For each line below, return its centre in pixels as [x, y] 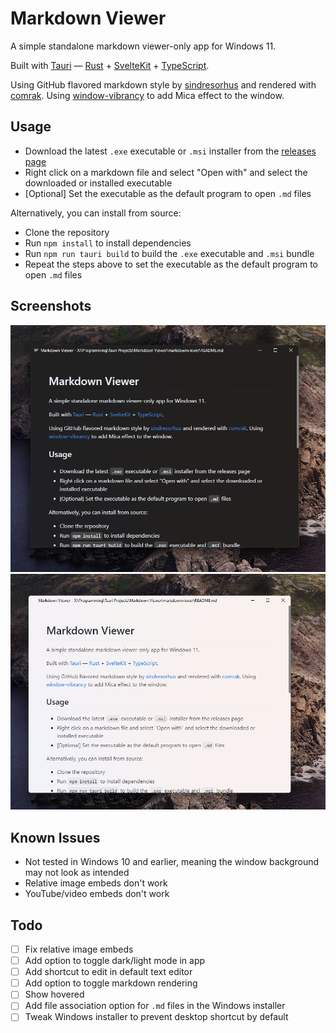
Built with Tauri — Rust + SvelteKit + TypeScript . [110, 65]
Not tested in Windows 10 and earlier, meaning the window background [172, 862]
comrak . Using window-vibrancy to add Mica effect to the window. [147, 95]
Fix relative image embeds [79, 949]
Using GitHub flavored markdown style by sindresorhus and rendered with [163, 84]
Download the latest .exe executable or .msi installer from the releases [170, 151]
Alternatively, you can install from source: [96, 213]
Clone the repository [67, 232]
